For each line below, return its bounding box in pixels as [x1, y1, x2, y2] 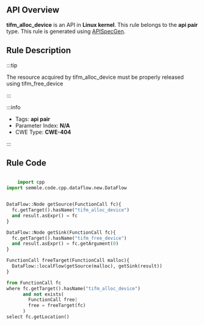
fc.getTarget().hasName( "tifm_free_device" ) [12, 235, 127, 241]
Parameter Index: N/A [15, 121, 70, 129]
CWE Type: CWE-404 [15, 128, 71, 136]
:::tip [6, 61, 18, 69]
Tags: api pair [15, 115, 51, 123]
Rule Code [6, 158, 47, 168]
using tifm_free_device [6, 79, 64, 87]
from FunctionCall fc [6, 280, 62, 286]
